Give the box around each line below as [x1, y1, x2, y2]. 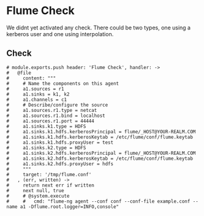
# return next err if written [6, 182, 95, 188]
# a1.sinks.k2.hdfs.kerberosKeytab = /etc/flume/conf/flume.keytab [6, 155, 193, 162]
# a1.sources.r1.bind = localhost [6, 113, 105, 119]
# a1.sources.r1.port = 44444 [6, 117, 95, 124]
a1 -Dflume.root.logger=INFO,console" [20, 203, 119, 210]
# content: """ [6, 75, 56, 81]
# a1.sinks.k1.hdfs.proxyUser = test [6, 139, 114, 146]
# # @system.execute [6, 193, 70, 199]
